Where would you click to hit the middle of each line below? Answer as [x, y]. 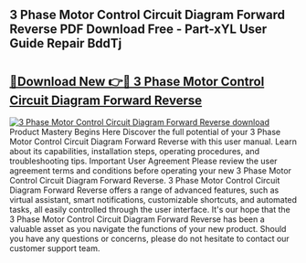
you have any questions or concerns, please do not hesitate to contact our [149, 238]
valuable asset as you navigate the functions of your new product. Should [148, 229]
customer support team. [55, 248]
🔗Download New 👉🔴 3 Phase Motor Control [137, 81]
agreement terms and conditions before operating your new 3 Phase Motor [151, 171]
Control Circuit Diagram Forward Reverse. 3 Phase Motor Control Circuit [145, 180]
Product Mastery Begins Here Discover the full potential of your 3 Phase [145, 132]
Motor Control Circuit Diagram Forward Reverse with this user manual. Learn [153, 142]
